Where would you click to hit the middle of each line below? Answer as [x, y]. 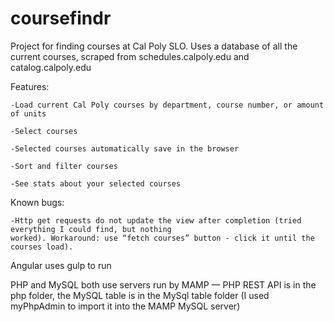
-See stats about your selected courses [96, 183]
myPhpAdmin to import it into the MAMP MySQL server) [125, 306]
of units [28, 113]
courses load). [42, 247]
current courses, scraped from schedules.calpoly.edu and [130, 56]
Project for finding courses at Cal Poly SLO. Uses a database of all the [154, 46]
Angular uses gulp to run [61, 265]
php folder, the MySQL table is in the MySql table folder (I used [140, 295]
